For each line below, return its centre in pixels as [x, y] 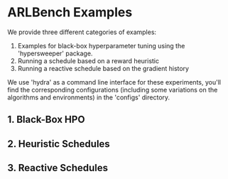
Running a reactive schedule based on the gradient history [103, 68]
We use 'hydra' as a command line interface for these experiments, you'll [114, 82]
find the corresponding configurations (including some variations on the [113, 89]
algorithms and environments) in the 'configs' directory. [89, 97]
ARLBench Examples [70, 12]
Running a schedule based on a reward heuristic [88, 60]
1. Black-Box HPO [46, 120]
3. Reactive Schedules [58, 168]
